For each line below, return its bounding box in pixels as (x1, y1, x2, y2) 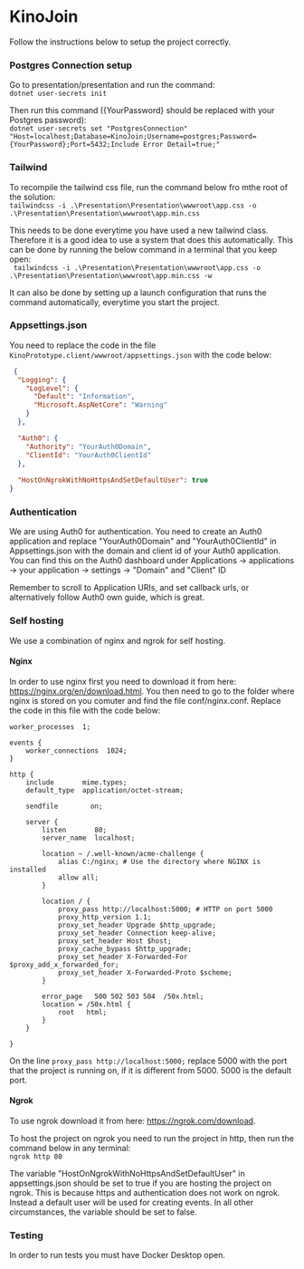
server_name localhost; (42, 833, 136, 842)
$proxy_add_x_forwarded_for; (9, 960, 119, 969)
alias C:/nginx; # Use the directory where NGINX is (57, 857, 261, 866)
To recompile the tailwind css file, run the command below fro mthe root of (9, 181, 288, 192)
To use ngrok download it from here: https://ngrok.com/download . (9, 1116, 256, 1127)
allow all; (57, 872, 100, 882)
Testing (9, 1229, 43, 1242)
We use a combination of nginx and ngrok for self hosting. (9, 635, 226, 646)
